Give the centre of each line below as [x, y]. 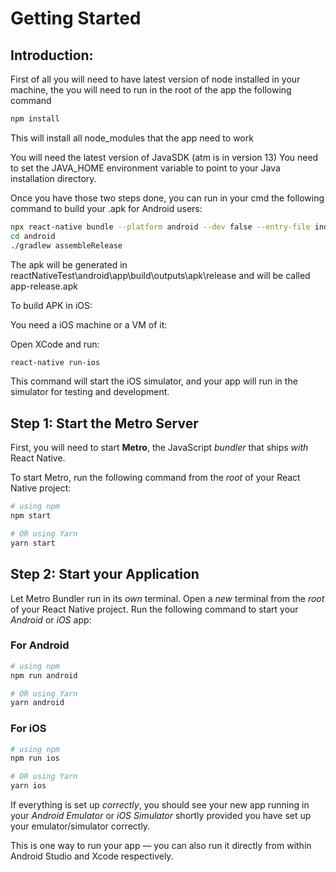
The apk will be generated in [69, 264]
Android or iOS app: [51, 619]
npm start [31, 516]
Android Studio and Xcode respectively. [92, 856]
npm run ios [35, 758]
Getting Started [76, 18]
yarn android [37, 703]
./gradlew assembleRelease [66, 245]
